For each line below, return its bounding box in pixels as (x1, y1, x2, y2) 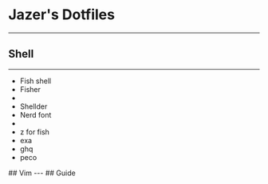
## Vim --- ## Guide (8, 168, 76, 178)
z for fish (19, 126, 50, 137)
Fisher (19, 84, 41, 94)
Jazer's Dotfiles (8, 6, 116, 24)
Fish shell (19, 76, 52, 86)
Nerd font (19, 110, 52, 119)
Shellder (19, 102, 48, 111)
